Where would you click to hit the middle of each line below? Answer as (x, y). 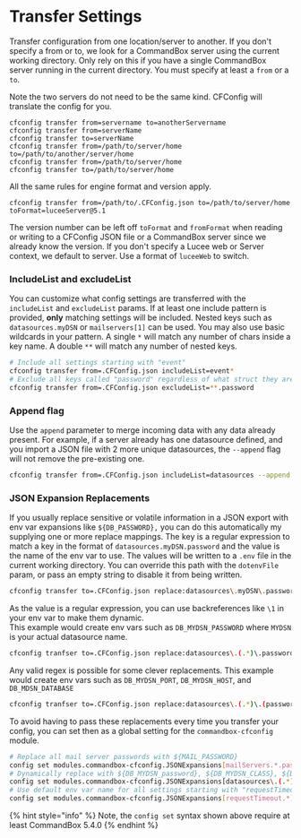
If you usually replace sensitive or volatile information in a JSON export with (149, 518)
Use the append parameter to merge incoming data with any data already (142, 430)
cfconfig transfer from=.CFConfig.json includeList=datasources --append (150, 475)
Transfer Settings (76, 17)
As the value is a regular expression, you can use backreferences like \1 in (147, 609)
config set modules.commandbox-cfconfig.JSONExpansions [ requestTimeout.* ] (152, 799)
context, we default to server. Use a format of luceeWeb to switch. (129, 255)
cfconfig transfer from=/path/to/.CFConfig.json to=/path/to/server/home (150, 203)
